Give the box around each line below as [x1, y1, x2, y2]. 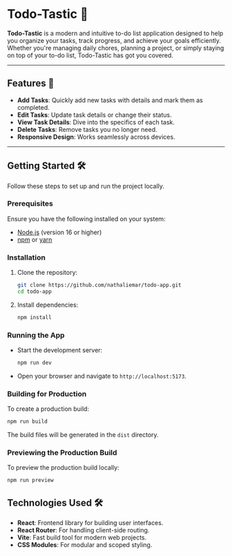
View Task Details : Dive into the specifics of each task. [17, 117, 175, 126]
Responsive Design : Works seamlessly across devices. [17, 133, 175, 141]
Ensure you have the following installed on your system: [7, 214, 166, 223]
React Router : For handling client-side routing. [17, 526, 150, 535]
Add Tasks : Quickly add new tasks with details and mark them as [17, 96, 204, 104]
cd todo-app [17, 288, 52, 296]
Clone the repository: [17, 269, 78, 277]
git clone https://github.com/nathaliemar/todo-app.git [17, 282, 182, 289]
